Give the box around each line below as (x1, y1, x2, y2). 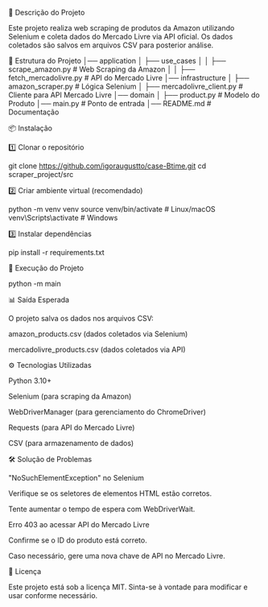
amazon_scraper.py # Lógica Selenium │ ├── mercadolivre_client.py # (8, 81, 244, 91)
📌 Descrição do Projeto (8, 8, 85, 17)
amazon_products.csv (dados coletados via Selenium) (8, 329, 188, 338)
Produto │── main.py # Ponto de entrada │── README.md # (8, 99, 212, 108)
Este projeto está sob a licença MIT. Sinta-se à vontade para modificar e (8, 582, 248, 592)
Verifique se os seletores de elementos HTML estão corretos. (8, 489, 212, 498)
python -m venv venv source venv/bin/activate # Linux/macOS (8, 204, 216, 213)
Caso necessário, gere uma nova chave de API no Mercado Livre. (8, 551, 225, 560)
